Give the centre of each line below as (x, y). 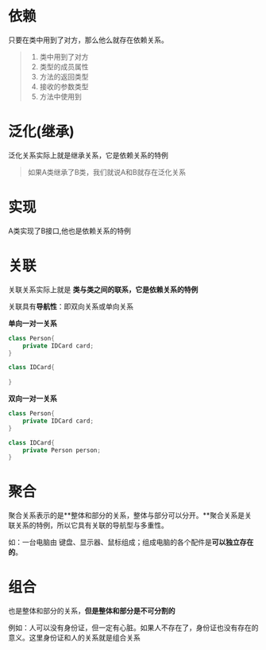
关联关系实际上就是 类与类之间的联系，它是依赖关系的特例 (103, 289)
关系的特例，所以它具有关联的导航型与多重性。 (91, 525)
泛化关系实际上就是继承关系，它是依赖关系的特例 (88, 155)
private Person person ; (62, 450)
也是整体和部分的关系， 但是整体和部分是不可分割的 (92, 611)
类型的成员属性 (64, 66)
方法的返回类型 (64, 76)
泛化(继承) (42, 132)
